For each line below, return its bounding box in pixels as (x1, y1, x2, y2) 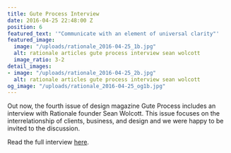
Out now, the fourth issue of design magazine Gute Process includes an (7, 102, 216, 110)
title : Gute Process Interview (7, 10, 100, 18)
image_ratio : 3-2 (13, 56, 65, 63)
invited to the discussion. (7, 124, 81, 133)
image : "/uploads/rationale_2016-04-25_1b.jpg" (13, 43, 157, 50)
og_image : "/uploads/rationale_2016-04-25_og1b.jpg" (7, 82, 166, 90)
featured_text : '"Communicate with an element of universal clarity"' (7, 30, 220, 37)
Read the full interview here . (7, 138, 90, 147)
